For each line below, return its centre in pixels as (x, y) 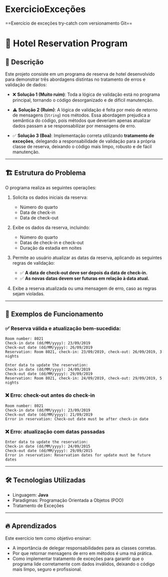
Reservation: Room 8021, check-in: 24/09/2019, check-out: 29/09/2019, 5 (84, 378)
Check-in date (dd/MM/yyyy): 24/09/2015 (48, 446)
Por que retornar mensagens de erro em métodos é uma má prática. (83, 553)
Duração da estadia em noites (51, 248)
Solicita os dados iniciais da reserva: (50, 197)
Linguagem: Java (30, 495)
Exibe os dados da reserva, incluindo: (51, 227)
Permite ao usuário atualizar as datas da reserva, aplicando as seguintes (87, 258)
